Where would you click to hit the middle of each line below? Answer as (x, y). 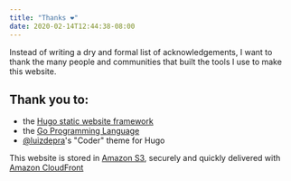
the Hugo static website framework (88, 121)
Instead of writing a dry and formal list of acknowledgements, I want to (141, 52)
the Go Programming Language (81, 131)
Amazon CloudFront (47, 167)
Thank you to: (49, 99)
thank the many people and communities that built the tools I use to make (146, 62)
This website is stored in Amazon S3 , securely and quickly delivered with (145, 158)
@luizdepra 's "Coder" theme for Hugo (94, 140)
